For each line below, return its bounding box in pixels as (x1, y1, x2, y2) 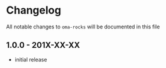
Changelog (6, 4, 61, 17)
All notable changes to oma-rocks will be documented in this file (6, 23, 160, 30)
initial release (14, 56, 47, 63)
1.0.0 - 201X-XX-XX (6, 40, 80, 50)
